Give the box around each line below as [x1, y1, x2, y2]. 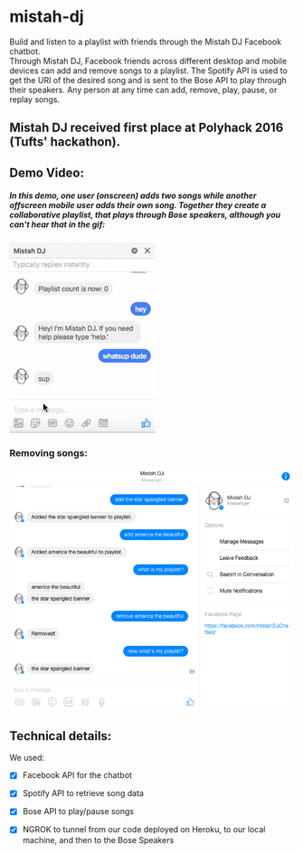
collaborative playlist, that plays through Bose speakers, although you [9, 210, 281, 221]
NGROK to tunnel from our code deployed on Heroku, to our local [22, 824, 266, 835]
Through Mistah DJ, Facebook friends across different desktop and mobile [9, 55, 288, 66]
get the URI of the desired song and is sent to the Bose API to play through [9, 74, 288, 85]
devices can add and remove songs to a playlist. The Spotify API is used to [9, 65, 288, 76]
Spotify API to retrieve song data [22, 788, 145, 799]
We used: [9, 753, 45, 764]
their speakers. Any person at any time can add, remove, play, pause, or [9, 84, 278, 95]
